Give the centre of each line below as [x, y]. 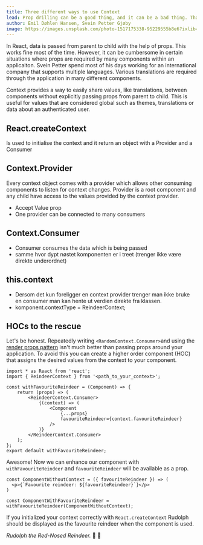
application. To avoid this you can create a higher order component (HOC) [98, 354]
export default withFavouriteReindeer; [56, 451]
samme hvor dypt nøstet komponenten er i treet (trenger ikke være [98, 254]
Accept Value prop [38, 207]
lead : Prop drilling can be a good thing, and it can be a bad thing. [97, 18]
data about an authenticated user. [48, 109]
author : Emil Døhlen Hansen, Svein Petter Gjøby [69, 23]
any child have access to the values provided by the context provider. [93, 196]
